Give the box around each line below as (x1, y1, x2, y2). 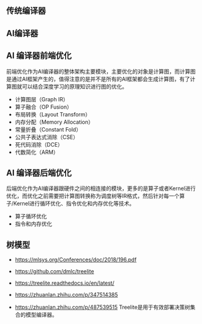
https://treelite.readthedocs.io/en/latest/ (14, 279, 115, 287)
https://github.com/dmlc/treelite (14, 268, 94, 275)
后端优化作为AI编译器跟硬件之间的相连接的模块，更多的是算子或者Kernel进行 (6, 185, 196, 192)
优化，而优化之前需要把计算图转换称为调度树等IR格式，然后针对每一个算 (6, 192, 185, 200)
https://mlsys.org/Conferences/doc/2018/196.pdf (14, 256, 137, 264)
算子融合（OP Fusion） (14, 103, 72, 110)
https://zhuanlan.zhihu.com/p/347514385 (14, 291, 118, 299)
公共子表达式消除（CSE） (14, 133, 79, 141)
